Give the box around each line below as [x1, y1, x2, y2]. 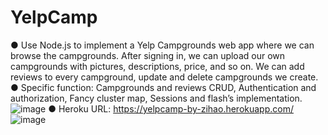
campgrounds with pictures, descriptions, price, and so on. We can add [10, 60, 305, 72]
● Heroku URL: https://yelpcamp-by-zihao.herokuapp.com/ [48, 102, 294, 115]
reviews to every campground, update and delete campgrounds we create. [10, 71, 319, 83]
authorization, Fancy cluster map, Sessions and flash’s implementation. [10, 92, 303, 104]
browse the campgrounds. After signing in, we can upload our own [10, 49, 286, 61]
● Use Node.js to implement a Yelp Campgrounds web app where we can [10, 39, 315, 51]
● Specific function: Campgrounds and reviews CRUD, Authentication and [10, 81, 317, 93]
